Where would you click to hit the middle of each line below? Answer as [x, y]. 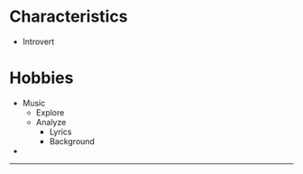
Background [72, 141]
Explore [50, 112]
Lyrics [60, 132]
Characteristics [69, 17]
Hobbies [41, 78]
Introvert [38, 41]
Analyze [51, 122]
